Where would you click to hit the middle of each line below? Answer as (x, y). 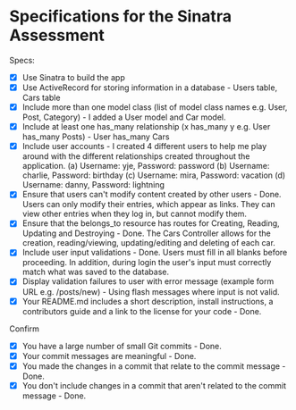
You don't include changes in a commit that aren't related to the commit (154, 385)
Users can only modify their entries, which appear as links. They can (148, 205)
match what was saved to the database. (96, 272)
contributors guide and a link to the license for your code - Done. (142, 311)
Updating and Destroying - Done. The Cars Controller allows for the (146, 233)
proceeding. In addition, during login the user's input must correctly (147, 263)
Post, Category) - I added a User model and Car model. (124, 117)
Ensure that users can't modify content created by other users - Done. (152, 195)
